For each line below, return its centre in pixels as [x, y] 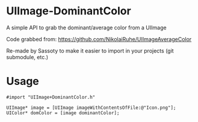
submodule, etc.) [27, 57]
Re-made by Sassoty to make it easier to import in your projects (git [90, 51]
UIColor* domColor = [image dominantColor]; [63, 113]
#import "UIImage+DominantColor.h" [51, 97]
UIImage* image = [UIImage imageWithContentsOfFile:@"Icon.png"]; [91, 108]
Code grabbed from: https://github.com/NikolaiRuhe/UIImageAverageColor [99, 39]
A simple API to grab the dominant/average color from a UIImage [86, 28]
